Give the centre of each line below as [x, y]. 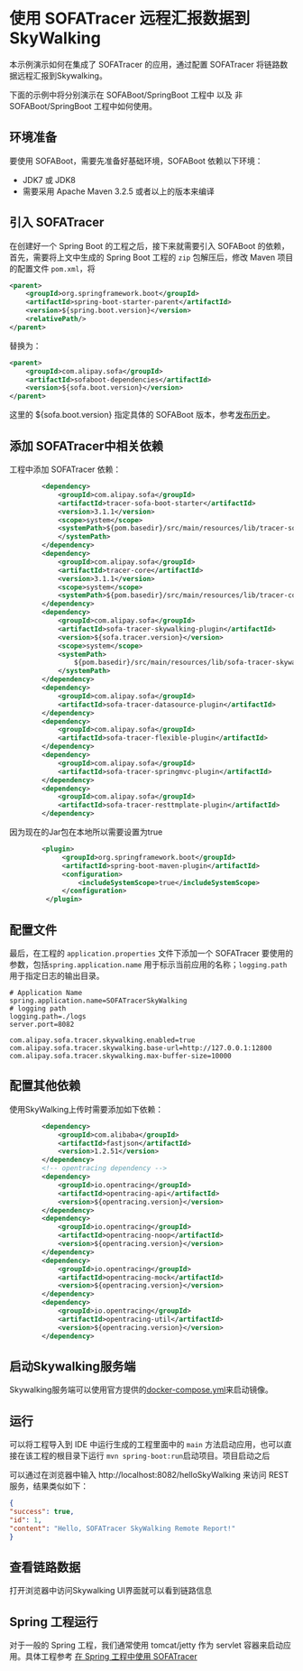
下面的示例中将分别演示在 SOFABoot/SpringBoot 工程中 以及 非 [126, 95]
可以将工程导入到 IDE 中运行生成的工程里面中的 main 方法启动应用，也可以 [147, 1445]
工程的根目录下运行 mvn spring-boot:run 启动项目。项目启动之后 [151, 1456]
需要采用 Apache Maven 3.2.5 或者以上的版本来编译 [118, 191]
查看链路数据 [45, 1567]
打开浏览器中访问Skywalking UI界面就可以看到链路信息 [111, 1591]
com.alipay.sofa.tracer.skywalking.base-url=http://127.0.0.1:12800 [141, 1048]
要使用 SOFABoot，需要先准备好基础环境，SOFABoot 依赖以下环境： [136, 161]
